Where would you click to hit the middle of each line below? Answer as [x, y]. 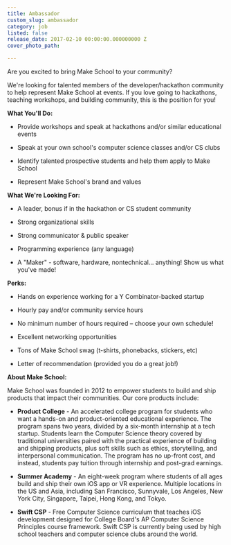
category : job [28, 26]
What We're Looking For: [44, 195]
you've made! [37, 270]
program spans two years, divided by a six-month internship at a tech [116, 426]
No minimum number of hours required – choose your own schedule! [115, 323]
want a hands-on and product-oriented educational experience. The [114, 419]
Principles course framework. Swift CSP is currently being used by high [119, 527]
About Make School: [37, 377]
